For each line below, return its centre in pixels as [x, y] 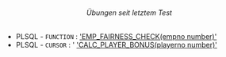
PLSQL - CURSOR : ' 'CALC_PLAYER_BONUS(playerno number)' [117, 45]
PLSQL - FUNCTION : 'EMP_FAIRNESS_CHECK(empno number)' [116, 37]
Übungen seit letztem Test [129, 12]
